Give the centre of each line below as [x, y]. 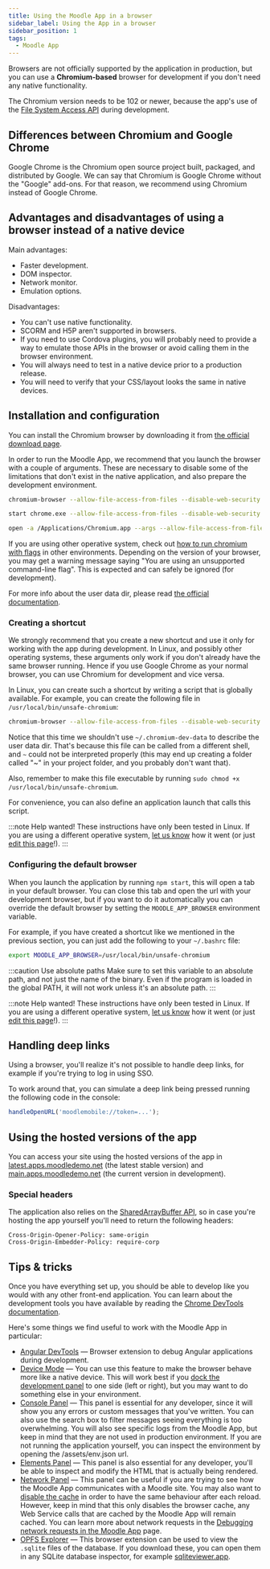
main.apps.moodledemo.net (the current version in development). [117, 1174]
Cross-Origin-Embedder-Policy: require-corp [84, 1243]
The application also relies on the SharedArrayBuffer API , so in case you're [132, 1212]
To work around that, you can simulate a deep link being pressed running [129, 1089]
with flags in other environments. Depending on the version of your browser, [135, 552]
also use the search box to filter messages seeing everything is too [131, 1420]
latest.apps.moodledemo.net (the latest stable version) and [106, 1165]
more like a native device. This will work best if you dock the [120, 1377]
